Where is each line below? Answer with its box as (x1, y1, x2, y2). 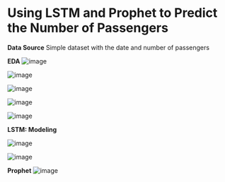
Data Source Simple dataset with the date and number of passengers (7, 43, 210, 51)
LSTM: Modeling (7, 125, 57, 133)
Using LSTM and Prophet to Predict (7, 5, 218, 21)
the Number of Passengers (7, 20, 168, 36)
